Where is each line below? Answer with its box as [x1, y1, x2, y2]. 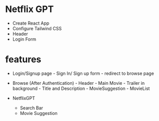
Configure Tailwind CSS [12, 25, 62, 31]
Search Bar [20, 104, 44, 111]
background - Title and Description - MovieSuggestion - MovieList [12, 85, 150, 91]
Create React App [12, 20, 50, 26]
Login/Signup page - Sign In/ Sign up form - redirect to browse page [12, 70, 154, 76]
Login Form [12, 36, 37, 42]
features [5, 54, 42, 65]
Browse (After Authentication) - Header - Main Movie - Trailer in [12, 80, 145, 86]
